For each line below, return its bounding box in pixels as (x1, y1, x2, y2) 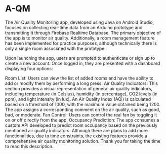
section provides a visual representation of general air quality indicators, (5, 85, 152, 91)
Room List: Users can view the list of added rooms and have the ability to (5, 75, 154, 81)
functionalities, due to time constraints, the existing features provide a (5, 133, 147, 139)
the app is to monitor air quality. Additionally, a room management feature (5, 35, 155, 41)
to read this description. (5, 143, 54, 149)
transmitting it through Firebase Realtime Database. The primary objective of (5, 30, 161, 36)
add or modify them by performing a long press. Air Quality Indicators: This (5, 80, 158, 86)
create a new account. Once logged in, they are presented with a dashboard (5, 60, 161, 66)
